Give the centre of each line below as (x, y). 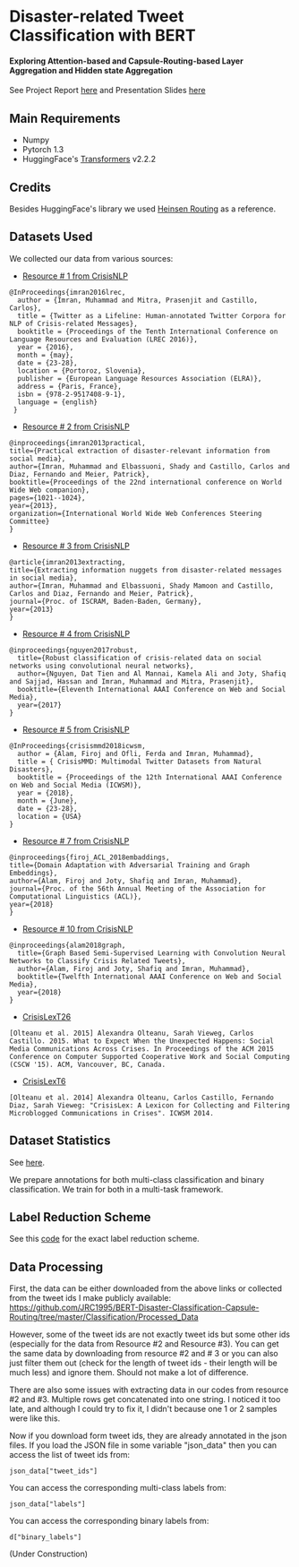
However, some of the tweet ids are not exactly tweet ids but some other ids (150, 1335)
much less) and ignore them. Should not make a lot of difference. (129, 1373)
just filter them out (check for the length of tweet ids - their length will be (143, 1363)
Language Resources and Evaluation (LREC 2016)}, (104, 339)
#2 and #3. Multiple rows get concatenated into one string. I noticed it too (145, 1399)
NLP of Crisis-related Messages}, (74, 323)
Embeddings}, (34, 873)
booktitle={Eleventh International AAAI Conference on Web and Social (152, 689)
